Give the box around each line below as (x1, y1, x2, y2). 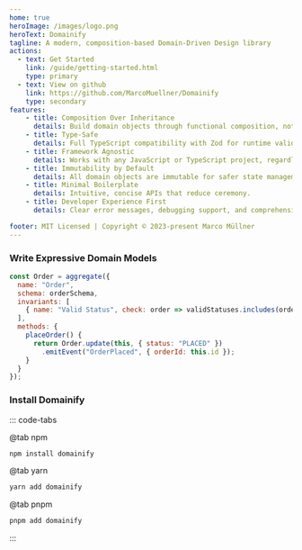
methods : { (17, 322, 58, 331)
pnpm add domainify (9, 517, 83, 526)
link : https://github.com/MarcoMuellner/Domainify (25, 88, 219, 97)
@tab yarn (9, 465, 48, 476)
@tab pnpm (9, 499, 53, 509)
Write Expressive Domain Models (9, 251, 157, 264)
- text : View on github (17, 80, 106, 89)
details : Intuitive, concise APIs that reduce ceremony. (32, 189, 252, 198)
